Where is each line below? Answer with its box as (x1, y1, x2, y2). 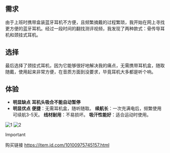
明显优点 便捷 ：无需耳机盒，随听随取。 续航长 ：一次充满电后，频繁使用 (12, 106, 162, 112)
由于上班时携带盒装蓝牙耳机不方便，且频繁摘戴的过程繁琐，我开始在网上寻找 (5, 19, 165, 25)
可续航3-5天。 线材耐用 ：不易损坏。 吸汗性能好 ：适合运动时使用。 (12, 112, 152, 118)
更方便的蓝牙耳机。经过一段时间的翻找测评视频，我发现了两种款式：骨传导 (5, 25, 160, 31)
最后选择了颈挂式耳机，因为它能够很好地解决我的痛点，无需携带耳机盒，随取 (5, 62, 165, 68)
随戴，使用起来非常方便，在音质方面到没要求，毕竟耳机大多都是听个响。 (5, 69, 156, 75)
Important (5, 132, 26, 138)
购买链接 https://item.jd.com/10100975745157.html (5, 142, 110, 148)
